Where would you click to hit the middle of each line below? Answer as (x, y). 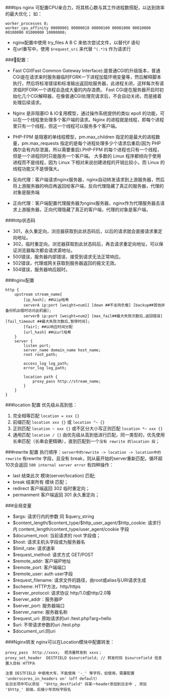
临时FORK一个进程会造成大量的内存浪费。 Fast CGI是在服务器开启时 (88, 90)
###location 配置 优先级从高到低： (41, 405)
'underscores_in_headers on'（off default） (52, 679)
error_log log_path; (45, 368)
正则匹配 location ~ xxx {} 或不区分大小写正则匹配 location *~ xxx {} (88, 428)
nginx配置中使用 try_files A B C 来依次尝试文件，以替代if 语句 (76, 43)
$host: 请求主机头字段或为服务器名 (49, 542)
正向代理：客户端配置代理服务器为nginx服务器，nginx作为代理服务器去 (87, 203)
